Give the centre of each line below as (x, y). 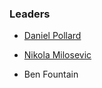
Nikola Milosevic (57, 55)
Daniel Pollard (52, 36)
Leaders (30, 14)
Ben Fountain (51, 74)
